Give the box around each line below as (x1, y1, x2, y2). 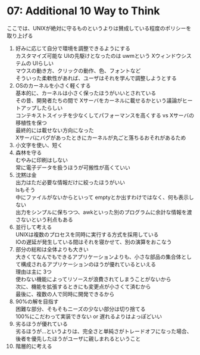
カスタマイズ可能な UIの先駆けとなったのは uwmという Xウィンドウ (15, 52, 182, 59)
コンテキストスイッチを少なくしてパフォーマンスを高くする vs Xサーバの (15, 111, 195, 119)
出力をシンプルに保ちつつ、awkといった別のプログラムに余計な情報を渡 (15, 208, 192, 216)
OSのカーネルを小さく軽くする (15, 82, 91, 89)
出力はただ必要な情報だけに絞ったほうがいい (15, 179, 126, 186)
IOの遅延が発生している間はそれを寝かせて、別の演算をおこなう (15, 238, 172, 245)
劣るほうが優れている (15, 320, 68, 327)
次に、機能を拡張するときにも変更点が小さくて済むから (15, 283, 151, 290)
